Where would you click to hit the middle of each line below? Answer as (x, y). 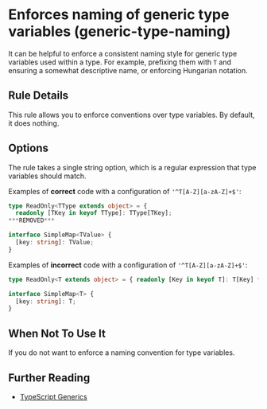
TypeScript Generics (53, 396)
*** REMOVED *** (32, 220)
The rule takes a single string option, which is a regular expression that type (132, 167)
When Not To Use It (57, 333)
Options (29, 148)
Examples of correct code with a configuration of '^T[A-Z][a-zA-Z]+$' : (125, 191)
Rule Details (39, 96)
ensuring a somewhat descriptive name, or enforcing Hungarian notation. (128, 70)
